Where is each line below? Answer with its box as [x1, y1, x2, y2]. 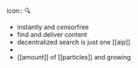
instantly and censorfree [16, 23, 90, 31]
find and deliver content [16, 30, 87, 38]
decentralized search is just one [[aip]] [16, 38, 131, 46]
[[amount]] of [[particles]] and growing [16, 53, 131, 61]
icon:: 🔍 [6, 6, 31, 15]
